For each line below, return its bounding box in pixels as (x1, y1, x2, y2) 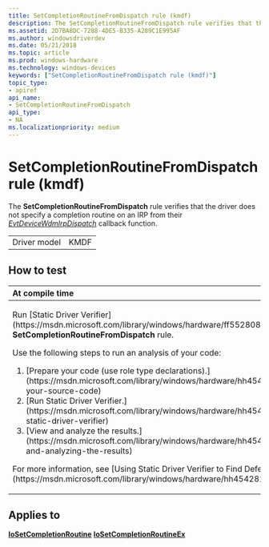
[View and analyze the (26, 425, 110, 436)
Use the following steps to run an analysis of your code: (12, 347, 222, 358)
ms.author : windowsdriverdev (8, 34, 106, 42)
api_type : (8, 109, 42, 117)
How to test (8, 263, 66, 277)
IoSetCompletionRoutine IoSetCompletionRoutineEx (8, 529, 186, 539)
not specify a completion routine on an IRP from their (8, 210, 183, 219)
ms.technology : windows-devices (8, 64, 116, 72)
